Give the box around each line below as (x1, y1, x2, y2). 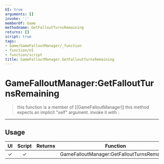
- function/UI (5, 48, 34, 53)
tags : (5, 39, 16, 44)
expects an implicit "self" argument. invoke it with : (17, 109, 121, 115)
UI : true (5, 7, 23, 12)
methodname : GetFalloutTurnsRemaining (5, 25, 84, 30)
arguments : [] (5, 12, 34, 17)
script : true (5, 35, 32, 39)
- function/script (5, 52, 42, 57)
